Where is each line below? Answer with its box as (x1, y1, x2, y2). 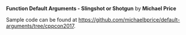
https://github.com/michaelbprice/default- (78, 16, 180, 23)
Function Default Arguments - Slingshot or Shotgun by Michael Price (6, 5, 177, 12)
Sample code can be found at (6, 16, 77, 23)
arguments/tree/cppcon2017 (6, 23, 74, 29)
